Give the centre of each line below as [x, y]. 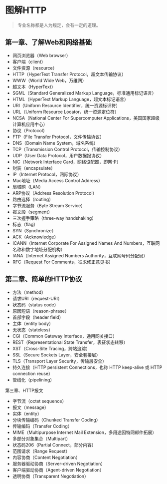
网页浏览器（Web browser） [41, 55]
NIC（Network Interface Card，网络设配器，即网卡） [67, 162]
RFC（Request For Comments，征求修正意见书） [63, 262]
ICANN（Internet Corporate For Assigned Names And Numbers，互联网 [86, 243]
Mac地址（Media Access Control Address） [58, 180]
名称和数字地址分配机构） [39, 249]
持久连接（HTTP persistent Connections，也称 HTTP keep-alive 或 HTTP [87, 367]
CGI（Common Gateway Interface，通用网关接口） [65, 336]
